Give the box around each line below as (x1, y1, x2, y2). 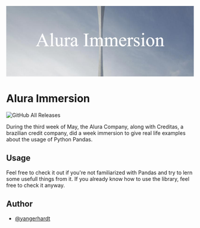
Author (6, 199, 33, 209)
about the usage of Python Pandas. (6, 135, 93, 143)
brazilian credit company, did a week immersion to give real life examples (6, 129, 186, 137)
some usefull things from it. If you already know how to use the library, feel (6, 175, 189, 182)
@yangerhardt (14, 215, 51, 222)
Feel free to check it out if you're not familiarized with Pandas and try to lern (6, 169, 193, 176)
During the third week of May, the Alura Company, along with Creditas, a (6, 123, 184, 130)
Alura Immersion (6, 92, 90, 106)
